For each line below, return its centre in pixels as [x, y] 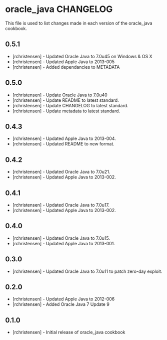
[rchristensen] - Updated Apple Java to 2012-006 [63, 299]
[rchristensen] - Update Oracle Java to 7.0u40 [60, 95]
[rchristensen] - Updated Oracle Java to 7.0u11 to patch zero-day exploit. [87, 271]
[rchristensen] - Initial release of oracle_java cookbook [69, 332]
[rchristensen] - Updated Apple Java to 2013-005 [63, 62]
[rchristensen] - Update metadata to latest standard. [66, 111]
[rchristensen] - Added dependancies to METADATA [66, 67]
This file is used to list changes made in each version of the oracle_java [79, 23]
